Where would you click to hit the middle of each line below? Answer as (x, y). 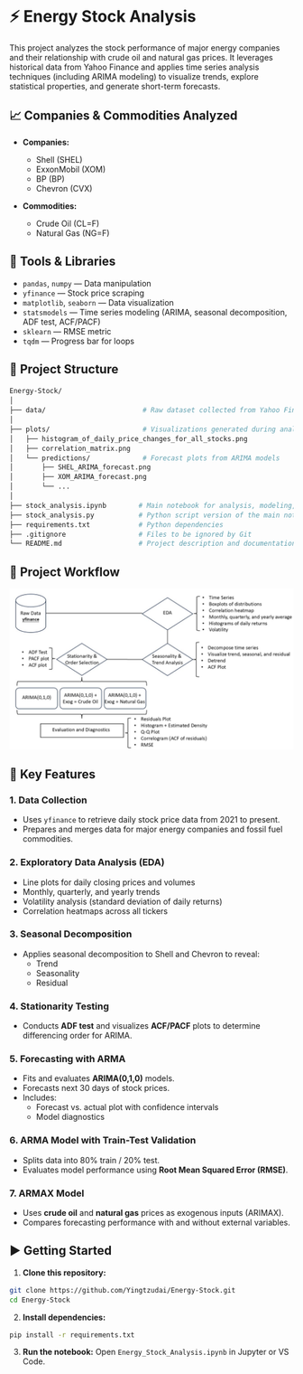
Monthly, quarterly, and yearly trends (91, 891)
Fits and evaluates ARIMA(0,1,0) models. (98, 1078)
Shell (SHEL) (59, 159)
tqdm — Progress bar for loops (78, 341)
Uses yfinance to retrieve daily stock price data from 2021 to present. (151, 820)
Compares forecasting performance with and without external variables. (156, 1223)
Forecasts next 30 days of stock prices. (96, 1088)
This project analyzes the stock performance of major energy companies (145, 47)
